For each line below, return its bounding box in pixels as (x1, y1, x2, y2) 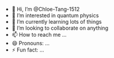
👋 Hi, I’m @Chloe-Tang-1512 (11, 6, 80, 12)
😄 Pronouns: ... (11, 40, 50, 47)
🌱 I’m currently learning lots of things (11, 18, 102, 25)
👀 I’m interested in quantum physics (11, 12, 99, 19)
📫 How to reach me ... (11, 31, 67, 38)
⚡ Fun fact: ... (11, 46, 44, 53)
